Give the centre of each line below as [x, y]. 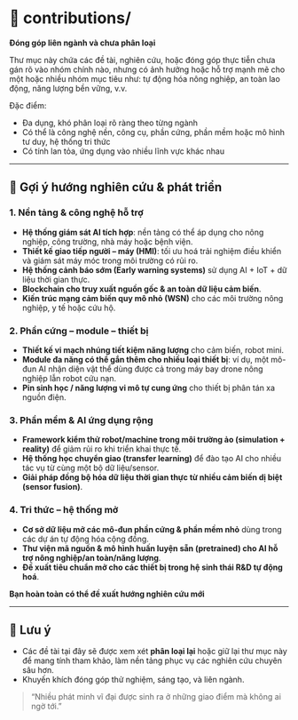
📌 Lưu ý [30, 630]
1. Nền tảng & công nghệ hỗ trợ [76, 212]
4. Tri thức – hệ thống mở [64, 510]
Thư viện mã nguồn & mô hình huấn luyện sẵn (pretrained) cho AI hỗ [150, 548]
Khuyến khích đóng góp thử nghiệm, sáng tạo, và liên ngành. [133, 680]
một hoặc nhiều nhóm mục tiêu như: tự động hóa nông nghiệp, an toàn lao [145, 78]
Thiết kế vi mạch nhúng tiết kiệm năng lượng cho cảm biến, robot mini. [153, 349]
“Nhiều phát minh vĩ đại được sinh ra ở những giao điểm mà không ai [156, 697]
